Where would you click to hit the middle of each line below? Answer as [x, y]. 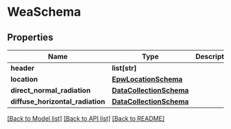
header [23, 68]
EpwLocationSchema [147, 79]
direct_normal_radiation [51, 90]
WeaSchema [44, 12]
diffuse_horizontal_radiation [58, 102]
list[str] [124, 68]
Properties [30, 37]
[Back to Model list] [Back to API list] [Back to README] [86, 118]
